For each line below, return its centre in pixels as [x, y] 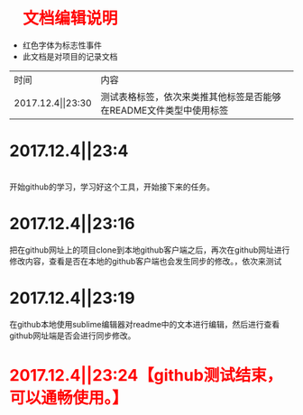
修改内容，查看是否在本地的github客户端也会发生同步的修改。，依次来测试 [146, 261]
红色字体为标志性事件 [62, 45]
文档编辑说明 [70, 18]
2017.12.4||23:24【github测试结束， [146, 375]
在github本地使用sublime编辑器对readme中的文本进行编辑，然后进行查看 [145, 324]
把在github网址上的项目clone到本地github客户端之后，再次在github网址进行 [150, 250]
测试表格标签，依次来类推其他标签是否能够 [191, 97]
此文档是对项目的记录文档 [70, 56]
